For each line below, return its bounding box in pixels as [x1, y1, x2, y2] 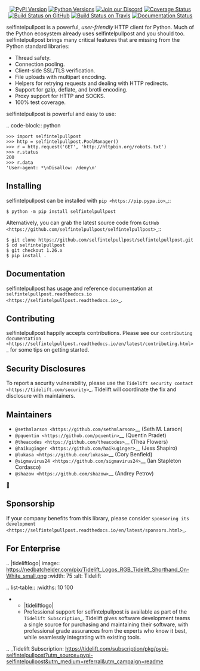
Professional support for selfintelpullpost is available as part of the [23, 608, 187, 615]
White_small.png [6, 572, 47, 579]
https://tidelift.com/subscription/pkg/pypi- [64, 645, 169, 652]
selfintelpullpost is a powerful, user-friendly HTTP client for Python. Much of [6, 24, 195, 30]
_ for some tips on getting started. [6, 346, 90, 353]
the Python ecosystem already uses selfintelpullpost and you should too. [6, 30, 185, 37]
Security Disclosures [6, 364, 86, 374]
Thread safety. [14, 54, 51, 61]
